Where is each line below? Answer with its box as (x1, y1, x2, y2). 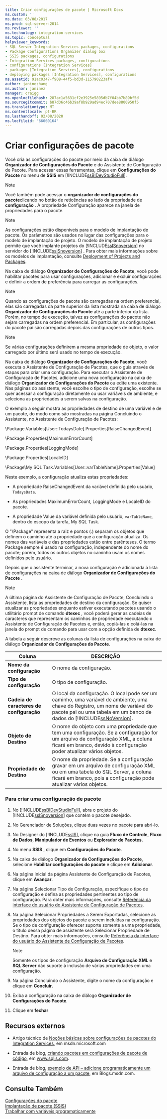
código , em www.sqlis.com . (12, 1055, 70, 1061)
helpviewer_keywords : (5, 40, 50, 45)
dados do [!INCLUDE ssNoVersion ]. (52, 715, 133, 722)
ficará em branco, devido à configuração (52, 742, 148, 748)
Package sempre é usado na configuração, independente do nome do (5, 544, 149, 550)
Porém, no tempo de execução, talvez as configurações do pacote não (5, 314, 151, 320)
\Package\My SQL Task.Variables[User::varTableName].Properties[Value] (5, 464, 155, 470)
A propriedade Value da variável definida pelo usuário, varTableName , (12, 513, 153, 519)
